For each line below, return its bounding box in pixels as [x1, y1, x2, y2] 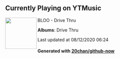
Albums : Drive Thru [37, 27, 79, 33]
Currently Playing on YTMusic [5, 4, 101, 12]
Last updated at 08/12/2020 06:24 [37, 36, 109, 42]
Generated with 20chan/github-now [37, 48, 115, 54]
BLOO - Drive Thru [37, 17, 76, 23]
